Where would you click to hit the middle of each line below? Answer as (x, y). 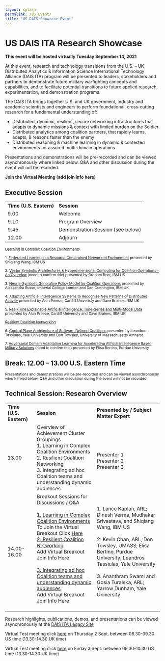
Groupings (49, 439)
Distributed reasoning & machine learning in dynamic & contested (78, 142)
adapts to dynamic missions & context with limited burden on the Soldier (85, 127)
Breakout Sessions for (62, 496)
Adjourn (68, 238)
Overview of (51, 427)
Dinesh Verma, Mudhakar (126, 515)
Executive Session (34, 193)
